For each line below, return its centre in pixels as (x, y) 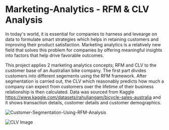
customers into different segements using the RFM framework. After (76, 76)
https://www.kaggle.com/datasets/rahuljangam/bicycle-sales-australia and (83, 97)
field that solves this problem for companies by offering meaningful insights (84, 50)
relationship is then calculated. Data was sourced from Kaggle (70, 92)
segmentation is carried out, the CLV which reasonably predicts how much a (84, 81)
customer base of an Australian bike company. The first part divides (76, 70)
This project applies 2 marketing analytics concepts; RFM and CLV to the (81, 65)
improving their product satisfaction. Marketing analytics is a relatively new (83, 44)
